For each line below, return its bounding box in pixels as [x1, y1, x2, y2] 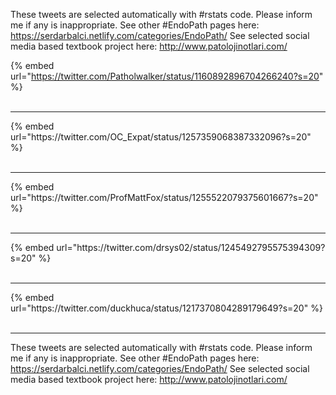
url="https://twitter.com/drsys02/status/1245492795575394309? [56, 242, 326, 253]
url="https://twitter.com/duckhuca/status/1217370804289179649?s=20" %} [10, 302, 323, 314]
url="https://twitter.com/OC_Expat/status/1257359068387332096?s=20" [10, 131, 312, 143]
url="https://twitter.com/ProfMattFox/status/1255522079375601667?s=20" [10, 192, 319, 203]
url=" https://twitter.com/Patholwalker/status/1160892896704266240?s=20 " [10, 70, 324, 82]
